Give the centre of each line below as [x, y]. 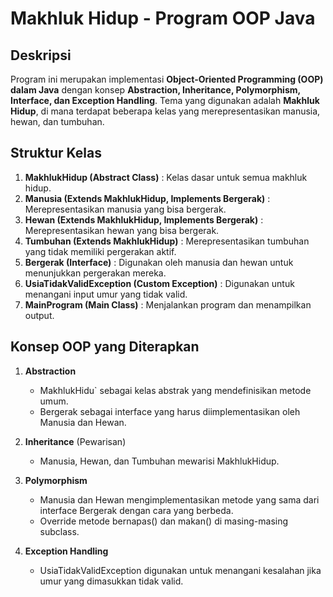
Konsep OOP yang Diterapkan [105, 347]
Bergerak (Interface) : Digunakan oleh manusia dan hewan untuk [159, 262]
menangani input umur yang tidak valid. [106, 294]
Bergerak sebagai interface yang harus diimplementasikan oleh [170, 411]
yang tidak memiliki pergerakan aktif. [100, 251]
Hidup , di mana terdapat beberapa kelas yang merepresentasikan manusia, [165, 111]
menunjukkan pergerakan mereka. [95, 273]
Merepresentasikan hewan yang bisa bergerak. [122, 230]
